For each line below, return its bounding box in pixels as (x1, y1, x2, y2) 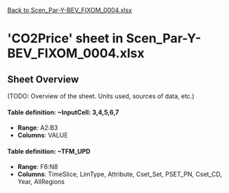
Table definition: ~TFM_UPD (7, 147, 91, 155)
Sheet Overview (7, 73, 79, 85)
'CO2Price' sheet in (7, 31, 124, 46)
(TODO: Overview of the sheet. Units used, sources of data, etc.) (7, 92, 195, 100)
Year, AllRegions (17, 178, 65, 186)
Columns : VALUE (17, 131, 68, 140)
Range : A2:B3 (17, 124, 58, 132)
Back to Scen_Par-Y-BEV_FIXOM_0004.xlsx (7, 6, 132, 14)
